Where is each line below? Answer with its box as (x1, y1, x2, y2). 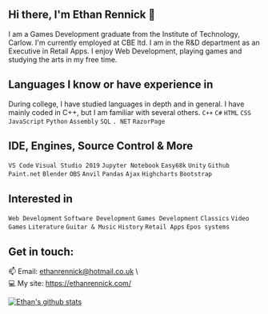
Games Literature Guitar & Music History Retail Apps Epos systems (8, 223, 230, 232)
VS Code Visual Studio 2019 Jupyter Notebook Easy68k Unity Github (8, 161, 230, 170)
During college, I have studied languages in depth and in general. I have (8, 99, 245, 109)
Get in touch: (8, 244, 74, 258)
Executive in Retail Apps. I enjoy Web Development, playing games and (8, 46, 242, 56)
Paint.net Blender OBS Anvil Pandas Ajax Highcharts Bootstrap (8, 170, 213, 178)
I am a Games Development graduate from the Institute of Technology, (8, 29, 240, 38)
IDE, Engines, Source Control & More (8, 139, 194, 153)
